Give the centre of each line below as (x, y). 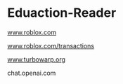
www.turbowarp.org (36, 59)
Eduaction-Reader (62, 13)
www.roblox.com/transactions (51, 45)
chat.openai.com (32, 73)
